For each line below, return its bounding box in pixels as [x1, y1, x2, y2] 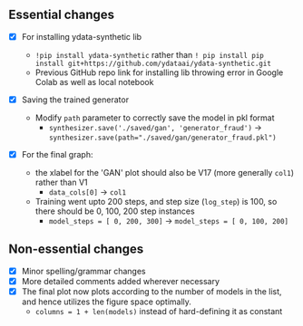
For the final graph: [21, 149, 93, 159]
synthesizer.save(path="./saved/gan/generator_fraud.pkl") [48, 133, 278, 142]
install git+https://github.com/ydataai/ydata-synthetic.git [34, 59, 271, 68]
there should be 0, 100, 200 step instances [34, 206, 196, 216]
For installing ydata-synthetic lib [21, 31, 142, 42]
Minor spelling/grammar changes [21, 265, 146, 276]
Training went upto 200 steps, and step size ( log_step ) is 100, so [34, 197, 278, 206]
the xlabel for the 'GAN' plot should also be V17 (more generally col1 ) [34, 168, 295, 177]
